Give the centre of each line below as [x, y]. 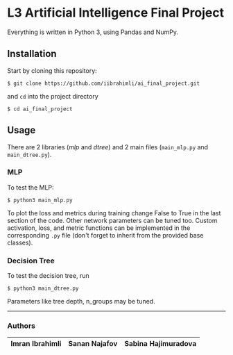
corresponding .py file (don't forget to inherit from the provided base [105, 235]
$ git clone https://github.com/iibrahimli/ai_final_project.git [103, 83]
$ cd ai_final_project [40, 109]
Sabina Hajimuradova [161, 344]
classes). [20, 242]
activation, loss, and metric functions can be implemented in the [99, 228]
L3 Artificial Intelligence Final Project [115, 13]
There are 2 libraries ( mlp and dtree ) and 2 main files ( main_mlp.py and [108, 147]
